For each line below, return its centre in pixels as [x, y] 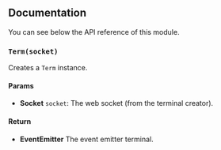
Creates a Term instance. [48, 68]
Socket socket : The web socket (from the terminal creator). [116, 103]
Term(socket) [33, 51]
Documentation [48, 13]
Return [20, 121]
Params [21, 85]
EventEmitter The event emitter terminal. [87, 139]
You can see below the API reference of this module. [94, 32]
